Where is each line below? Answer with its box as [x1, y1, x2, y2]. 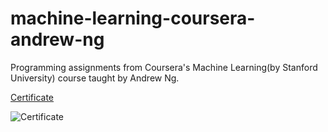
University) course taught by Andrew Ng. [10, 72, 180, 84]
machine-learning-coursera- [10, 7, 256, 30]
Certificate [10, 91, 55, 103]
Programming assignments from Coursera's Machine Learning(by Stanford [10, 61, 318, 73]
